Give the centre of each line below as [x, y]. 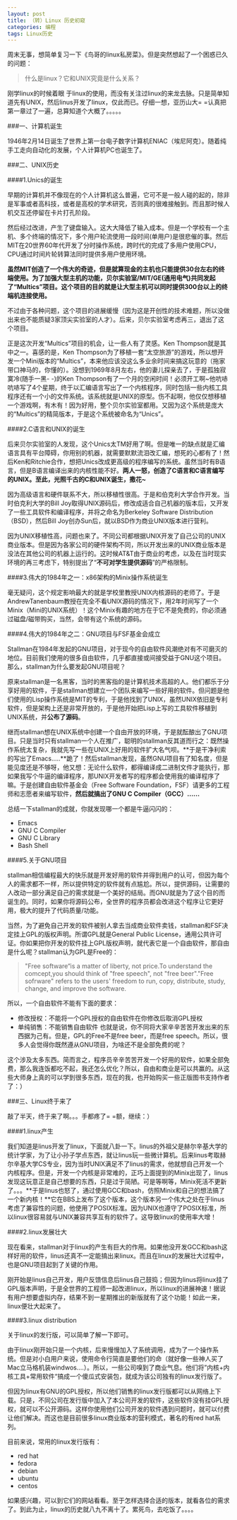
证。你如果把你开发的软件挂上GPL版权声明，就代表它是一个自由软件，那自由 [119, 943]
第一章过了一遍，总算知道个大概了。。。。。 [66, 111]
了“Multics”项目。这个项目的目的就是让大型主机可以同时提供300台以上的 [115, 287]
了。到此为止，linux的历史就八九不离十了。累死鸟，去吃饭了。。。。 [102, 1509]
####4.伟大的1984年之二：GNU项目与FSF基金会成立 [84, 634]
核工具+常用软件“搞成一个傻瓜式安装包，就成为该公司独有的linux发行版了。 [116, 1377]
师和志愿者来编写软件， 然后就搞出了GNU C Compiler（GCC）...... [103, 794]
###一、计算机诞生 [35, 126]
